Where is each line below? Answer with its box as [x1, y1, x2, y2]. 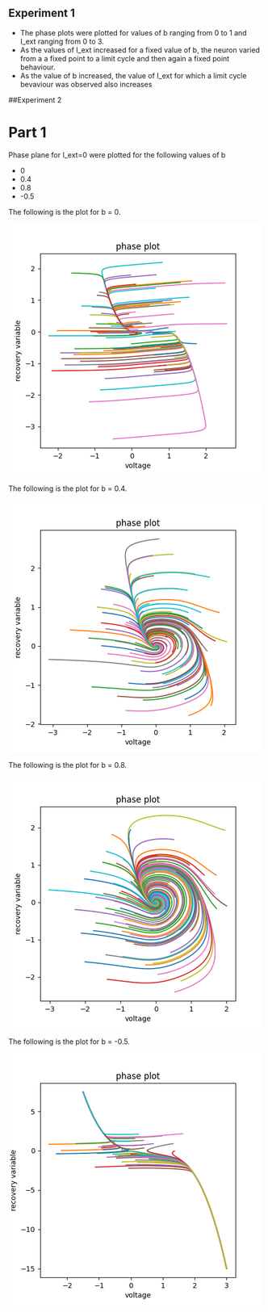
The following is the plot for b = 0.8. [8, 760, 128, 769]
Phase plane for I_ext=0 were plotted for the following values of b [8, 149, 226, 160]
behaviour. [19, 62, 56, 72]
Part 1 [8, 124, 47, 141]
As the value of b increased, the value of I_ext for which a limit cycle [19, 70, 247, 80]
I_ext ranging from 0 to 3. [19, 36, 105, 46]
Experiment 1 [8, 6, 75, 20]
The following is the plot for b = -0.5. [8, 1037, 131, 1046]
